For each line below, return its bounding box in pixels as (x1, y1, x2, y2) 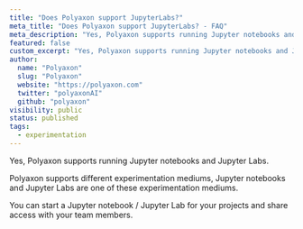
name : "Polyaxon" (17, 64, 83, 73)
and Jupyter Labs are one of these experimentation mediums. (9, 182, 239, 193)
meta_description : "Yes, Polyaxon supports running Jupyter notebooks (9, 30, 280, 39)
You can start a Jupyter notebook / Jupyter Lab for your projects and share (9, 199, 289, 210)
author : (9, 55, 39, 64)
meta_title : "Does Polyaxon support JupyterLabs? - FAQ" (9, 22, 228, 31)
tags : (9, 123, 30, 132)
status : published (9, 114, 78, 123)
